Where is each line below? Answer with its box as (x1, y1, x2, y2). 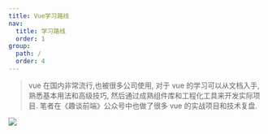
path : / (15, 50, 42, 58)
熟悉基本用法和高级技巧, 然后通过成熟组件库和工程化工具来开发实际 (28, 90, 253, 100)
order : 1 (15, 34, 45, 43)
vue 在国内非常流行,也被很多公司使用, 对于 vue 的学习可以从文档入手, (28, 80, 260, 90)
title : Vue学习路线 (8, 11, 70, 20)
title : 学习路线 (15, 27, 67, 35)
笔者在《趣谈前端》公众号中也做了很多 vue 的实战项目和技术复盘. (39, 101, 257, 110)
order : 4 (15, 58, 45, 66)
